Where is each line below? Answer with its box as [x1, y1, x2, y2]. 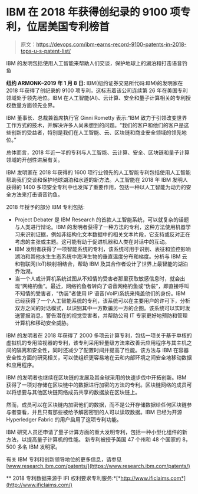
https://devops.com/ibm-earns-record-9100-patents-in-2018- [36, 41, 187, 48]
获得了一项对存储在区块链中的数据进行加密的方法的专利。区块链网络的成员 [6, 381, 187, 388]
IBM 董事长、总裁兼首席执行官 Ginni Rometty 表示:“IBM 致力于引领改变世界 [6, 114, 187, 121]
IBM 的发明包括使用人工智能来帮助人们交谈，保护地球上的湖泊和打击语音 [6, 60, 183, 67]
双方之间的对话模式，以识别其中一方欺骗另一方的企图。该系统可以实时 [14, 305, 186, 312]
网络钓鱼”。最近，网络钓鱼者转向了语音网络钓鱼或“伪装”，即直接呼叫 [22, 282, 190, 289]
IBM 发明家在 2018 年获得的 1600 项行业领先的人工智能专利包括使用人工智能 [6, 169, 192, 176]
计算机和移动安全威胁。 [14, 319, 72, 326]
